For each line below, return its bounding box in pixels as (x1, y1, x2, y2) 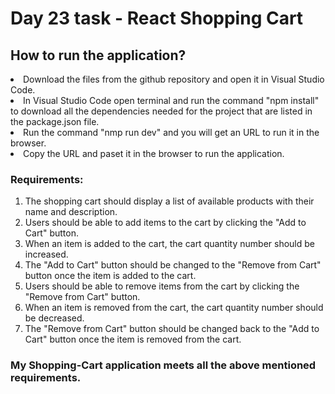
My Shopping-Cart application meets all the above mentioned (10, 358, 317, 372)
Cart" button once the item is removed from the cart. (24, 333, 242, 346)
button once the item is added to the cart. (24, 270, 197, 282)
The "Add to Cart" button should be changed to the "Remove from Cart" (24, 259, 322, 271)
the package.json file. (10, 116, 100, 127)
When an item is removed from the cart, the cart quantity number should (24, 302, 324, 314)
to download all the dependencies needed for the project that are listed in (10, 105, 313, 117)
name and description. (24, 206, 118, 218)
